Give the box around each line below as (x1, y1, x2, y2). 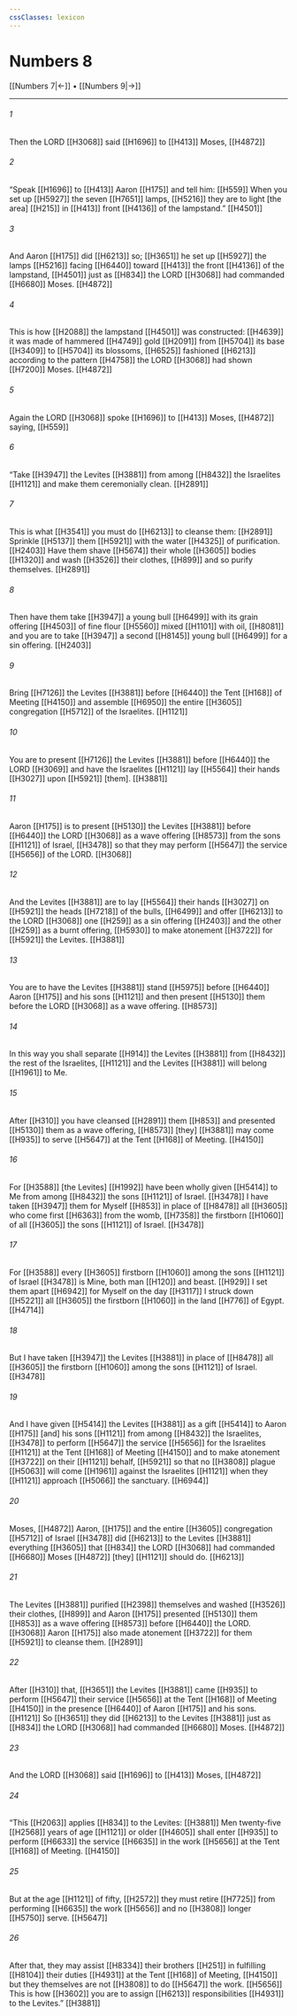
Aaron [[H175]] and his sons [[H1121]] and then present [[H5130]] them (9, 991, 265, 1002)
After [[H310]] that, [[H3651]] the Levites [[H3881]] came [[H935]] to (9, 1685, 258, 1695)
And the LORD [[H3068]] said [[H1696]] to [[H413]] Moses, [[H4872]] (9, 1770, 262, 1780)
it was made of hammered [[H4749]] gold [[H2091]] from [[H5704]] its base (9, 336, 286, 346)
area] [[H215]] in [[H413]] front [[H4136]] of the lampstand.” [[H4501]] (9, 203, 263, 213)
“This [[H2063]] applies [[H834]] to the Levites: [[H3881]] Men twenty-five (9, 1818, 281, 1828)
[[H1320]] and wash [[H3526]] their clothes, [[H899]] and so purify (9, 554, 254, 565)
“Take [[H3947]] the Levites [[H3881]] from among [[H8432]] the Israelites (9, 469, 281, 479)
